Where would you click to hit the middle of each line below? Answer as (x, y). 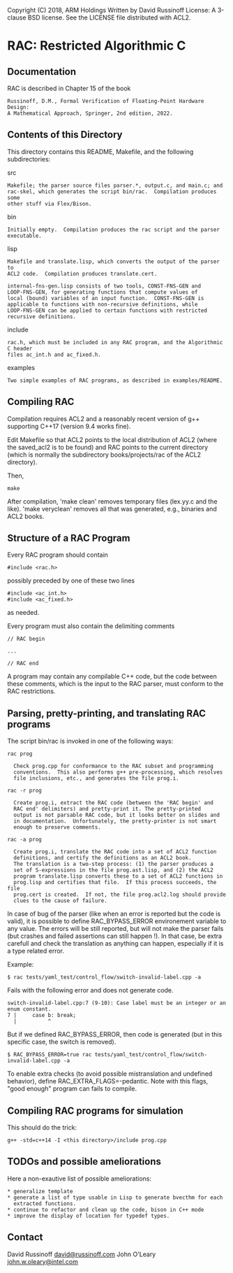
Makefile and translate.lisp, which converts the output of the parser (113, 262)
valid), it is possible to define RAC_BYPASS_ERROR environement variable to (117, 921)
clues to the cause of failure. (61, 901)
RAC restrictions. (31, 691)
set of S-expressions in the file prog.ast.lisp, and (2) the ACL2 (114, 870)
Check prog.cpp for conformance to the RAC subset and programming (114, 766)
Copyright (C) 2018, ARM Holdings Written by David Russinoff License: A (112, 10)
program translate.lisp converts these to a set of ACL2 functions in (118, 876)
